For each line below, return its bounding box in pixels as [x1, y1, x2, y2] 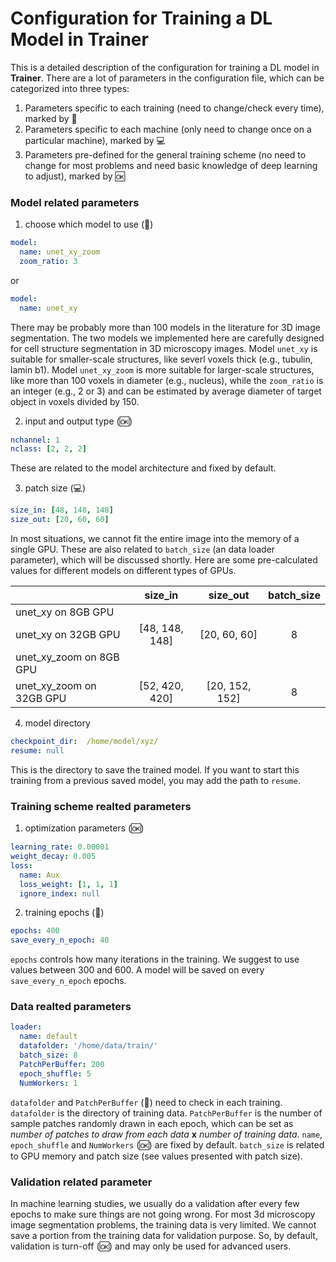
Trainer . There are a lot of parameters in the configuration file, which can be [10, 72, 325, 84]
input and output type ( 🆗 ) [24, 415, 133, 427]
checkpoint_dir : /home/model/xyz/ [10, 737, 159, 747]
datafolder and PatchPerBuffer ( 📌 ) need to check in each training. [10, 1096, 283, 1108]
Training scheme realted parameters [10, 799, 192, 813]
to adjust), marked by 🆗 [24, 170, 125, 182]
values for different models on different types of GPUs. [10, 565, 237, 577]
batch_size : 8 [19, 1050, 78, 1061]
